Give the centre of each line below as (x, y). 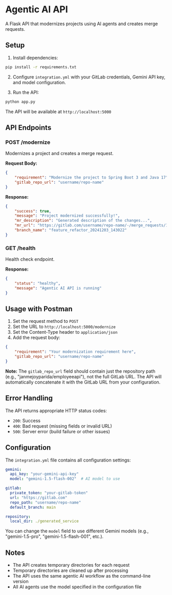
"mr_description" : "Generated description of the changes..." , (83, 221)
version (21, 582)
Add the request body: (36, 338)
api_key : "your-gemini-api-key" (45, 474)
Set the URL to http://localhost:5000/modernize (64, 327)
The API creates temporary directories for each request (71, 565)
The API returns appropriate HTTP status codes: (56, 410)
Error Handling (29, 398)
